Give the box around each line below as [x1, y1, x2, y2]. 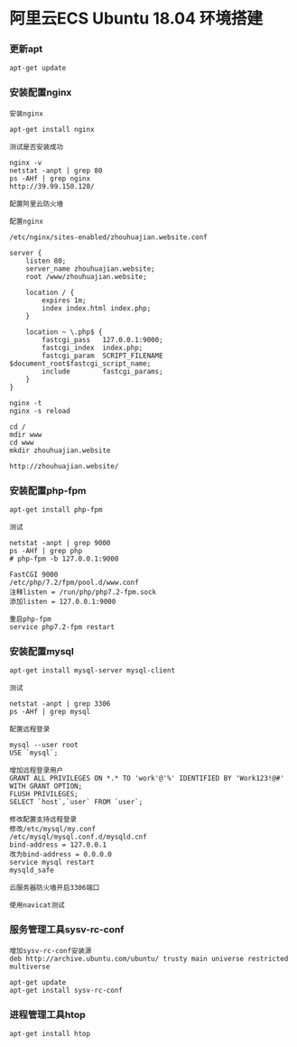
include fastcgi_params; [42, 366, 164, 375]
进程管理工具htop [9, 1008, 86, 1021]
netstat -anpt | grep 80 [9, 166, 103, 175]
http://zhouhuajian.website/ [9, 461, 119, 470]
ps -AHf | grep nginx [9, 173, 91, 183]
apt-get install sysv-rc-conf [9, 986, 124, 995]
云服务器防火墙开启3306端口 [9, 884, 100, 893]
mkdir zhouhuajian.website [9, 446, 111, 455]
